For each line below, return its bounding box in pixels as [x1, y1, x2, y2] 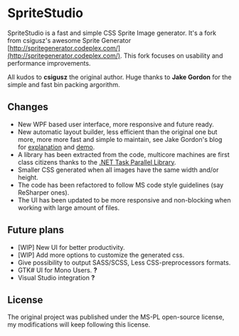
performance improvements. [7, 58, 91, 67]
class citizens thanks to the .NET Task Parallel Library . [17, 158, 176, 166]
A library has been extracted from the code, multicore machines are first [17, 150, 230, 158]
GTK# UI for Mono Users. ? [17, 265, 97, 274]
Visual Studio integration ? [17, 273, 95, 282]
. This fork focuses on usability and [119, 51, 223, 60]
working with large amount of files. [17, 203, 120, 212]
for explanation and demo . [17, 143, 95, 151]
